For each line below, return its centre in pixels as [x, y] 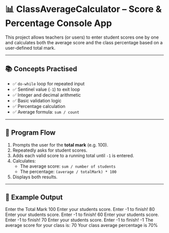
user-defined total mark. [30, 48]
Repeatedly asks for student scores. [50, 150]
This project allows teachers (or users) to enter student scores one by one [82, 37]
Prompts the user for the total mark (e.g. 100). [60, 145]
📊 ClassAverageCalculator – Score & [83, 9]
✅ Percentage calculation [39, 106]
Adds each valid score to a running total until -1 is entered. [73, 155]
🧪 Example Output [34, 197]
